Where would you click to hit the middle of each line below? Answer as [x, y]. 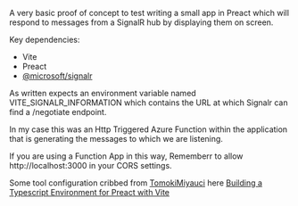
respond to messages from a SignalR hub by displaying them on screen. [141, 22]
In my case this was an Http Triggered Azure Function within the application [149, 129]
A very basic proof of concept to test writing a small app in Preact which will [149, 13]
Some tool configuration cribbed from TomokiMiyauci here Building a [136, 183]
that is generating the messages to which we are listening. [116, 139]
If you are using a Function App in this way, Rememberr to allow [126, 156]
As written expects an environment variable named [103, 93]
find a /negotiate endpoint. [58, 112]
